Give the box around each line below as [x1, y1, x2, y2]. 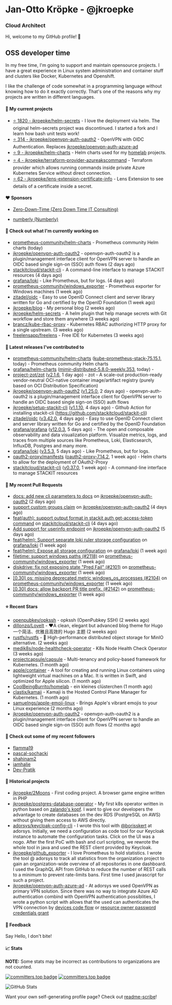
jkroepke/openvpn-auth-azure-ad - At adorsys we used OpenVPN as [12, 882, 159, 888]
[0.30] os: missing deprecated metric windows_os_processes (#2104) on [12, 575, 167, 581]
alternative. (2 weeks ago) [12, 640, 68, 646]
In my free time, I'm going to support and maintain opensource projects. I [5, 62, 160, 68]
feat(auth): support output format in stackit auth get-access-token [12, 515, 153, 521]
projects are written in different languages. [5, 94, 95, 100]
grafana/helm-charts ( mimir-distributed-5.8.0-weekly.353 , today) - [12, 366, 154, 373]
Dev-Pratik [12, 767, 36, 773]
